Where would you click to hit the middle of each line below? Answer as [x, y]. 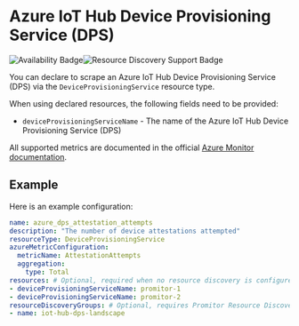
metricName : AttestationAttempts [79, 256]
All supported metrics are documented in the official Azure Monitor [132, 147]
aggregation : [41, 264]
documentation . [38, 156]
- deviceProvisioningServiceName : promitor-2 [95, 297]
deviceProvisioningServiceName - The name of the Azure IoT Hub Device [155, 121]
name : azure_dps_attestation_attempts [81, 223]
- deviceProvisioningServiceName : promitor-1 [95, 289]
